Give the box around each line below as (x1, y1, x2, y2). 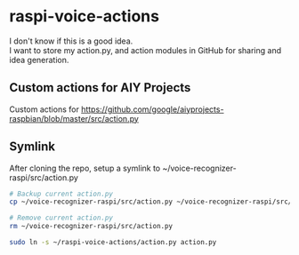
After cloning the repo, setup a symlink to (9, 163, 161, 173)
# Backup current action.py (9, 189, 114, 198)
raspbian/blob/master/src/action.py (9, 113, 140, 124)
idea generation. (9, 54, 69, 65)
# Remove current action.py (9, 213, 114, 223)
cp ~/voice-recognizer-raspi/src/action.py (9, 197, 174, 206)
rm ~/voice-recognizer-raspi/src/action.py (9, 222, 174, 231)
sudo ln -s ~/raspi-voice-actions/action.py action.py (9, 238, 217, 247)
